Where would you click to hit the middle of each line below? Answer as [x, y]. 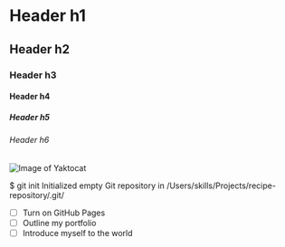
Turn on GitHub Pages [64, 213]
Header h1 [47, 16]
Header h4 [30, 97]
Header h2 [40, 49]
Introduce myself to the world [77, 233]
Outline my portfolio [59, 223]
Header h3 [33, 75]
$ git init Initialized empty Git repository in [87, 185]
